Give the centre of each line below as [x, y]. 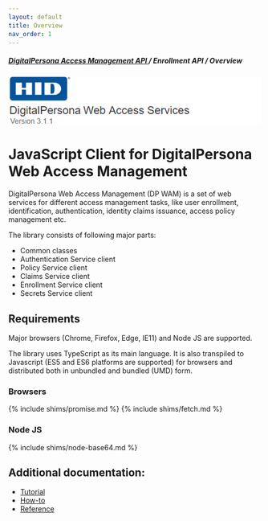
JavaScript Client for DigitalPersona [130, 155]
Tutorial [32, 492]
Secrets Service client [56, 293]
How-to [32, 500]
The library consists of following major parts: [82, 235]
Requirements [44, 319]
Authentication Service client [68, 259]
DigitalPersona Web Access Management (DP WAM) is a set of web [120, 194]
